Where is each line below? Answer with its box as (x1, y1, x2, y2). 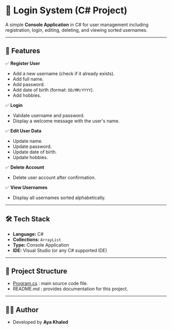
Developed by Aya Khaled (12, 319, 68, 325)
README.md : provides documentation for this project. (12, 286, 128, 292)
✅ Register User (5, 60, 40, 66)
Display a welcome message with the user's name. (12, 118, 120, 124)
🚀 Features (5, 47, 40, 55)
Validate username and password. (12, 112, 85, 118)
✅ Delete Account (5, 164, 45, 170)
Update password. (12, 143, 52, 149)
